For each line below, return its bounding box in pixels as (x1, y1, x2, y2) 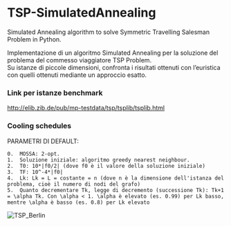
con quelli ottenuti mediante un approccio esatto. (7, 71, 147, 79)
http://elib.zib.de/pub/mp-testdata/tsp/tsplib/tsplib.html (7, 104, 165, 112)
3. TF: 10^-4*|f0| (7, 168, 64, 175)
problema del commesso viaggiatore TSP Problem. (7, 55, 152, 64)
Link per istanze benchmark (7, 88, 103, 98)
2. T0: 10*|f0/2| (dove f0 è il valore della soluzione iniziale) (7, 162, 206, 169)
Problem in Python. (7, 35, 62, 43)
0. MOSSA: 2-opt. (7, 150, 60, 157)
